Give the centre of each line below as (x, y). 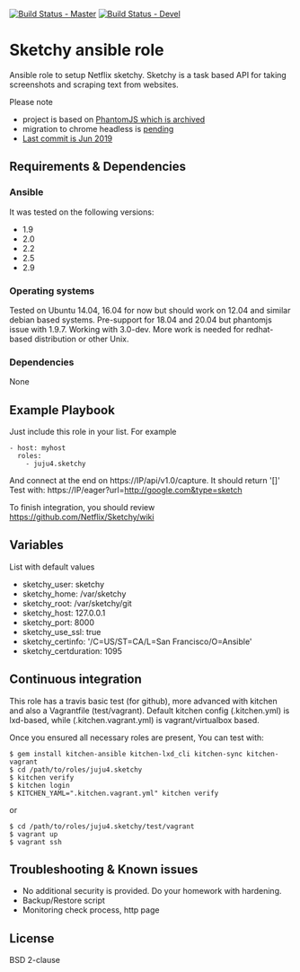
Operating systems (52, 290)
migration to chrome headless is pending (98, 128)
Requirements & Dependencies (98, 167)
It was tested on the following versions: (82, 212)
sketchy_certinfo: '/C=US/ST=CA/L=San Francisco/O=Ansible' (137, 641)
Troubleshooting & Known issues (104, 870)
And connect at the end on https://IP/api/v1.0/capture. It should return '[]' (145, 481)
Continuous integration (75, 680)
